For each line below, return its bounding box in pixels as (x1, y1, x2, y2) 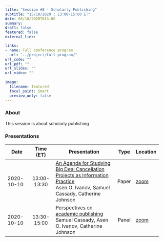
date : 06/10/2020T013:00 (5, 16, 56, 21)
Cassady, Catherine (55, 190, 101, 197)
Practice (55, 178, 75, 185)
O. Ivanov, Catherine (55, 222, 102, 229)
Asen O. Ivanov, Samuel (55, 184, 110, 191)
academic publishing (55, 210, 103, 217)
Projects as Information (55, 172, 109, 178)
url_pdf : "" (5, 62, 29, 66)
